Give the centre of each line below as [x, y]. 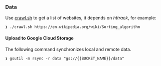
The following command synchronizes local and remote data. [68, 49]
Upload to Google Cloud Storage [39, 38]
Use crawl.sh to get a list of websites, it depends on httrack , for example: [81, 18]
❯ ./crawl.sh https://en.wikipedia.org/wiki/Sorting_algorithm [73, 27]
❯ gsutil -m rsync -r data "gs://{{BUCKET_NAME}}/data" [65, 58]
